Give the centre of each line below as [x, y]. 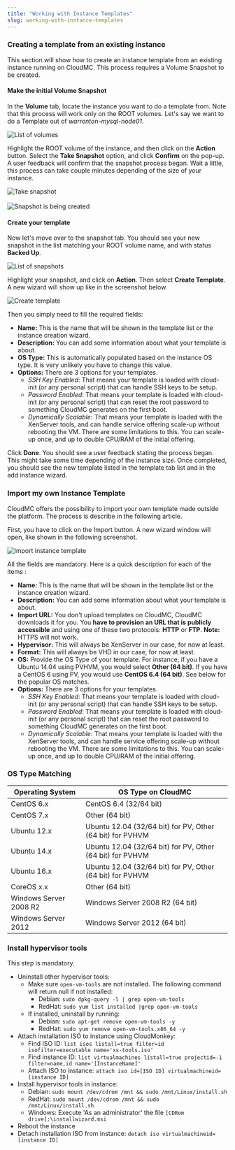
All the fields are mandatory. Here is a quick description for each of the [109, 564]
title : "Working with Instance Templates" [70, 14]
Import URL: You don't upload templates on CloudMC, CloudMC [110, 614]
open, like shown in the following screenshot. [72, 537]
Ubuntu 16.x [31, 871]
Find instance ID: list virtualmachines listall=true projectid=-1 [125, 1057]
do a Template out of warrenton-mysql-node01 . [76, 121]
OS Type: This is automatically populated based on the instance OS [115, 358]
